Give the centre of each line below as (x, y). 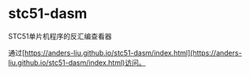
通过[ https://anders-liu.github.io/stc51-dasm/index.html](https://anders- (125, 52)
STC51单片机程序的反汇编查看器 (60, 36)
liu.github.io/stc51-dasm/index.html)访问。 (77, 62)
